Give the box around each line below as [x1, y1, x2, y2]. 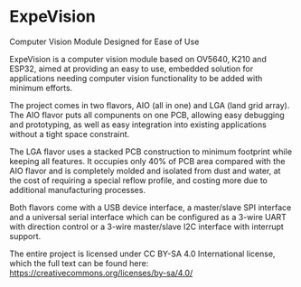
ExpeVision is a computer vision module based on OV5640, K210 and [9, 53, 267, 64]
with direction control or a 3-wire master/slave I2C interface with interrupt [9, 221, 285, 232]
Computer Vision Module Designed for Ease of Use [9, 36, 200, 47]
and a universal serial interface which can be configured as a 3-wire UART [9, 211, 287, 222]
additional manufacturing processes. [9, 184, 146, 195]
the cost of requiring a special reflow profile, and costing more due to [9, 174, 268, 186]
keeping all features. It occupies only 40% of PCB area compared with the [9, 155, 286, 166]
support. [9, 230, 42, 241]
